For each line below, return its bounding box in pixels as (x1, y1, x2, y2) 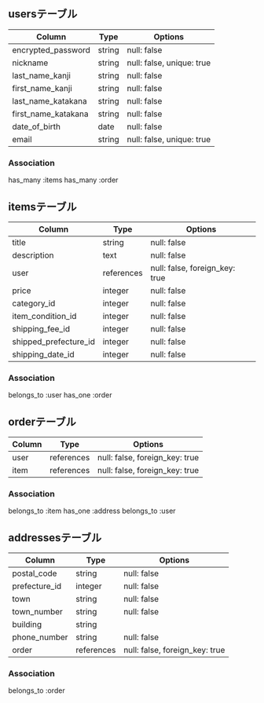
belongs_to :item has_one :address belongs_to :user (8, 506, 176, 516)
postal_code (12, 568, 57, 579)
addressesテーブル (8, 531, 102, 544)
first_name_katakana (12, 108, 89, 119)
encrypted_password (12, 44, 90, 55)
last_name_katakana (12, 95, 88, 106)
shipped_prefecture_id (12, 336, 96, 347)
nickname (12, 57, 49, 68)
